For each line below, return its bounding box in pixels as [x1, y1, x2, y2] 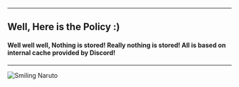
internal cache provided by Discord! [7, 48, 116, 57]
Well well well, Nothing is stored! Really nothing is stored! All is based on [7, 41, 226, 49]
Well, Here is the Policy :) [7, 21, 120, 33]
